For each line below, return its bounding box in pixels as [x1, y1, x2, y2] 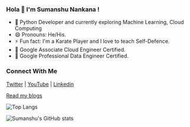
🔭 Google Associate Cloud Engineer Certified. [14, 46, 126, 54]
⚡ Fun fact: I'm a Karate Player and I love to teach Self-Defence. [14, 38, 170, 45]
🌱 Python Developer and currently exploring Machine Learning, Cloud [14, 19, 184, 26]
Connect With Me [6, 67, 58, 75]
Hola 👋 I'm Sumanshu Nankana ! [6, 5, 100, 14]
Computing [14, 25, 42, 32]
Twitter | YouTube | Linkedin [6, 81, 74, 88]
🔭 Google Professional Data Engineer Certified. [14, 52, 129, 59]
